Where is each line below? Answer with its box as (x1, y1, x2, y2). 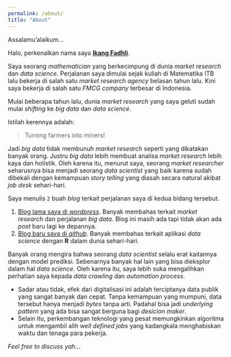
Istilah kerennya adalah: (8, 117, 75, 126)
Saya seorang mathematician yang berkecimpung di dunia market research (8, 62, 221, 70)
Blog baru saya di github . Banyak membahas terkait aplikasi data (17, 229, 201, 238)
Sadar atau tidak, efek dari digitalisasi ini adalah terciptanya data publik (17, 285, 219, 293)
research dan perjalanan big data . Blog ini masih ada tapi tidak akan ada (17, 214, 222, 223)
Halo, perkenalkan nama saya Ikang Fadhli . (8, 49, 130, 57)
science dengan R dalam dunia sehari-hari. (17, 236, 139, 244)
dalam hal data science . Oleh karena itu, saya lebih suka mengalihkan (8, 264, 204, 273)
